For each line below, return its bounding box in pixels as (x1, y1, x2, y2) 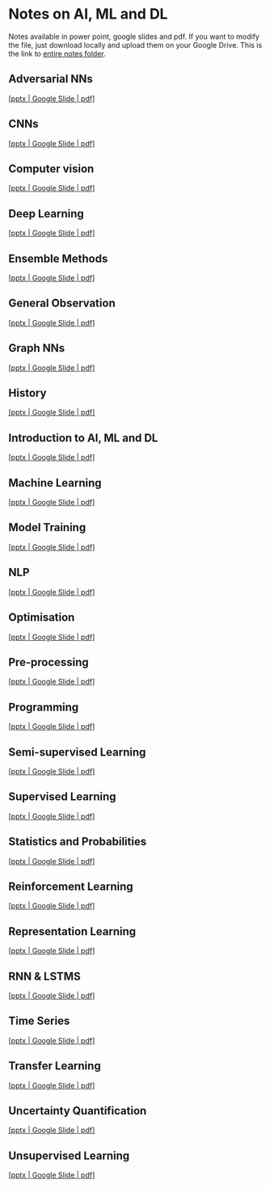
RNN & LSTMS (8, 969, 81, 983)
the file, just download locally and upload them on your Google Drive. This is (8, 40, 263, 49)
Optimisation (8, 611, 75, 625)
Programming (8, 700, 79, 714)
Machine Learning (8, 476, 103, 490)
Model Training (8, 520, 86, 534)
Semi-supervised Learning (8, 745, 146, 759)
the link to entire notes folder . (8, 48, 107, 58)
